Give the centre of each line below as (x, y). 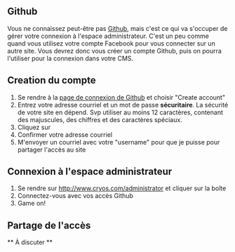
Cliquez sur (34, 127)
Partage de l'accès (49, 225)
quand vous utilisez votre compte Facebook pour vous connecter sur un (111, 43)
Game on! (32, 204)
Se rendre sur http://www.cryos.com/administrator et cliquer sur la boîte (122, 188)
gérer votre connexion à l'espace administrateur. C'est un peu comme (108, 36)
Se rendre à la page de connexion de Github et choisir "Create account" (121, 97)
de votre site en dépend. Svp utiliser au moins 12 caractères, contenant (120, 112)
